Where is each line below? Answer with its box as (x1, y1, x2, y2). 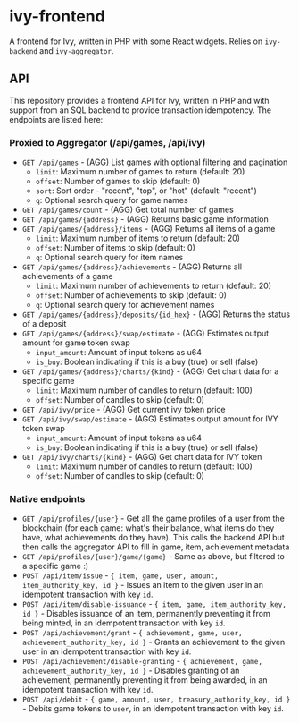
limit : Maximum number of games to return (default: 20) (35, 166, 245, 177)
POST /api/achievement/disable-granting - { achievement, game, (21, 656, 263, 667)
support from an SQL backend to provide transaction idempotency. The (9, 105, 272, 115)
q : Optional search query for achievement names (35, 300, 215, 310)
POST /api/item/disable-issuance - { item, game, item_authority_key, (21, 599, 287, 609)
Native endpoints (9, 492, 86, 505)
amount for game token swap (21, 337, 131, 348)
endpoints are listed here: (9, 114, 104, 124)
